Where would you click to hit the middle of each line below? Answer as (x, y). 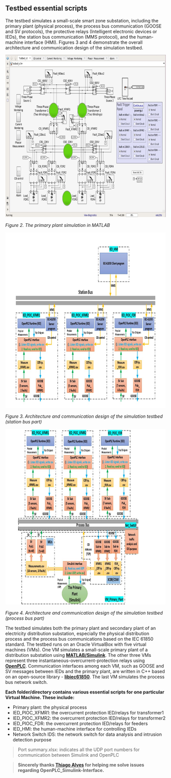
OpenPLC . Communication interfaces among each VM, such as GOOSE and (85, 666)
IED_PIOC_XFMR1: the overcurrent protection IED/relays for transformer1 (88, 712)
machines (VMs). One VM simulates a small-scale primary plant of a (77, 650)
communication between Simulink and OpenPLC (68, 755)
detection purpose (32, 739)
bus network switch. (27, 682)
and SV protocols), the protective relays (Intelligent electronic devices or (81, 31)
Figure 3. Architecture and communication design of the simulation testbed (84, 416)
